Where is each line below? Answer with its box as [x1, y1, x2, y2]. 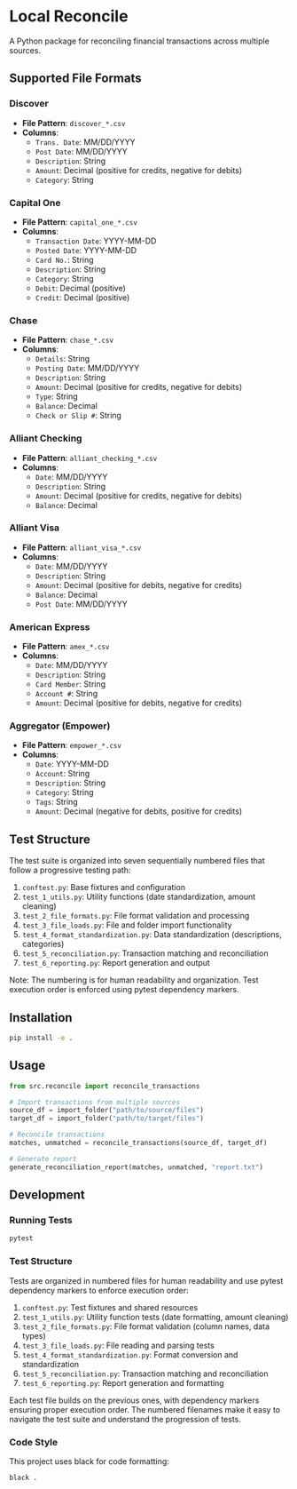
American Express [9, 620, 90, 633]
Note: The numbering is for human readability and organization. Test [9, 975, 259, 985]
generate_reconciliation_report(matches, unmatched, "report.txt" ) [9, 1162, 264, 1172]
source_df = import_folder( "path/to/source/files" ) [9, 1106, 204, 1115]
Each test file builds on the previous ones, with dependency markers [9, 1395, 260, 1405]
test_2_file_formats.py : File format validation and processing [21, 911, 250, 921]
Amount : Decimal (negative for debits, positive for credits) [35, 806, 243, 816]
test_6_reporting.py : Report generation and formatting [21, 1377, 224, 1388]
